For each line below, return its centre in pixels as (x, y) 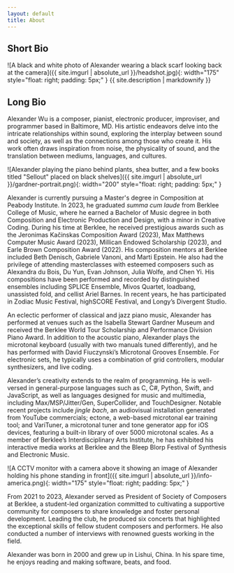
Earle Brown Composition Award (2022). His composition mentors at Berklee (117, 250)
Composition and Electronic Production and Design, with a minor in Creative (116, 220)
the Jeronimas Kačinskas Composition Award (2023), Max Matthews (106, 235)
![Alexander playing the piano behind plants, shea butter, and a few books (114, 170)
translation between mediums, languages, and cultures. (87, 156)
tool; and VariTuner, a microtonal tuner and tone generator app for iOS (108, 425)
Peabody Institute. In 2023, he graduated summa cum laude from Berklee (113, 205)
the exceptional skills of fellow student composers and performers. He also (115, 526)
